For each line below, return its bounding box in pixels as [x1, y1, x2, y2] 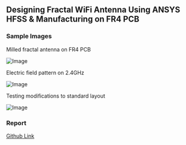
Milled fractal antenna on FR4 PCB [6, 46, 91, 53]
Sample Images [6, 32, 52, 41]
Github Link [6, 132, 35, 140]
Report [6, 119, 27, 127]
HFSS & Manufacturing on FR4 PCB [6, 14, 139, 25]
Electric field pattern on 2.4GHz [6, 69, 85, 76]
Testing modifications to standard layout [6, 92, 106, 99]
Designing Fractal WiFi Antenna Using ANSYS [6, 5, 181, 15]
